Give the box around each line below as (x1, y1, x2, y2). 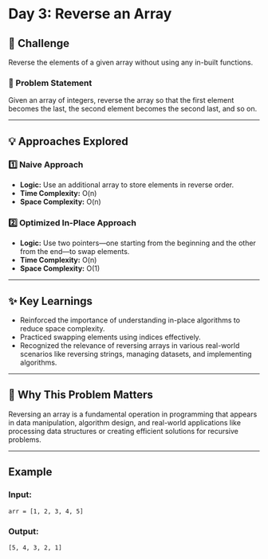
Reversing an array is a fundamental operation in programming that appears (8, 409, 258, 419)
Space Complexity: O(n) (19, 197, 101, 206)
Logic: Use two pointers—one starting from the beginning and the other (19, 238, 257, 248)
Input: (8, 489, 32, 500)
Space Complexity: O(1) (19, 264, 100, 273)
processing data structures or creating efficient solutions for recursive (8, 426, 239, 436)
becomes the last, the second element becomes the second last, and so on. (8, 104, 258, 114)
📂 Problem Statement (8, 77, 93, 88)
